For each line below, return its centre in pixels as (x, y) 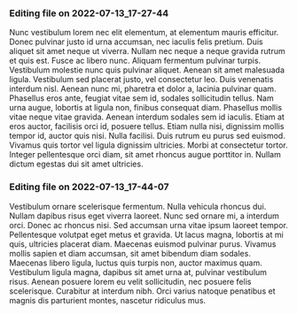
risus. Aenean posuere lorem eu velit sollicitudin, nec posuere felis (130, 281)
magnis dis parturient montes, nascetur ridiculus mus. (108, 300)
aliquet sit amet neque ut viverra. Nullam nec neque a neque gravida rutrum (147, 51)
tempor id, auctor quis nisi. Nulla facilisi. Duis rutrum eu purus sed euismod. (147, 136)
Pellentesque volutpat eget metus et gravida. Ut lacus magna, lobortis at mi (146, 234)
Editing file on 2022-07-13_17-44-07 (90, 187)
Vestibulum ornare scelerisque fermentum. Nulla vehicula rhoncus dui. (138, 206)
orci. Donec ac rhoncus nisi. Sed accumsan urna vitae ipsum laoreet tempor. (148, 225)
